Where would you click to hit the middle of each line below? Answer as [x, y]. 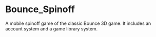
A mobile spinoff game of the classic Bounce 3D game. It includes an [78, 23]
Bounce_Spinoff [40, 9]
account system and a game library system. [52, 28]
